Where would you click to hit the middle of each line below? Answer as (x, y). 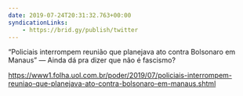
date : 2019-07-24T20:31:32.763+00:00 (70, 15)
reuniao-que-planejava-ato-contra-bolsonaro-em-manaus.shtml (112, 84)
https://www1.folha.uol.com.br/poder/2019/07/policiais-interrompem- (120, 76)
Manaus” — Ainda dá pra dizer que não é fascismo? (92, 60)
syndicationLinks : (38, 23)
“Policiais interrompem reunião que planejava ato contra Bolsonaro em (122, 52)
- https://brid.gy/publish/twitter (80, 30)
